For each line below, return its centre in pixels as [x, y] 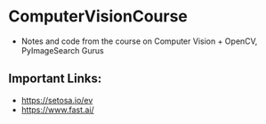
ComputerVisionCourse [98, 17]
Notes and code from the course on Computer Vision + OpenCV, [139, 41]
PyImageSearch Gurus [62, 50]
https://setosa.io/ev [57, 100]
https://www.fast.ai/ [57, 110]
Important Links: [55, 79]
